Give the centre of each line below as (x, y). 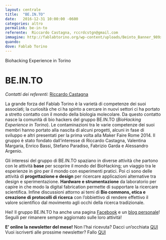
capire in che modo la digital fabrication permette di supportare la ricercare (82, 187)
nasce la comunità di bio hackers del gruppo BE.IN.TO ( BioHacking (73, 120)
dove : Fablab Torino (26, 46)
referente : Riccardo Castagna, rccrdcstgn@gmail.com (62, 33)
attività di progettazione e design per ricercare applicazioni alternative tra (81, 176)
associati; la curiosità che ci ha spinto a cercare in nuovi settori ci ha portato (83, 109)
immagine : (15, 38)
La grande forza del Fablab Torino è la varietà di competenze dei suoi (76, 104)
